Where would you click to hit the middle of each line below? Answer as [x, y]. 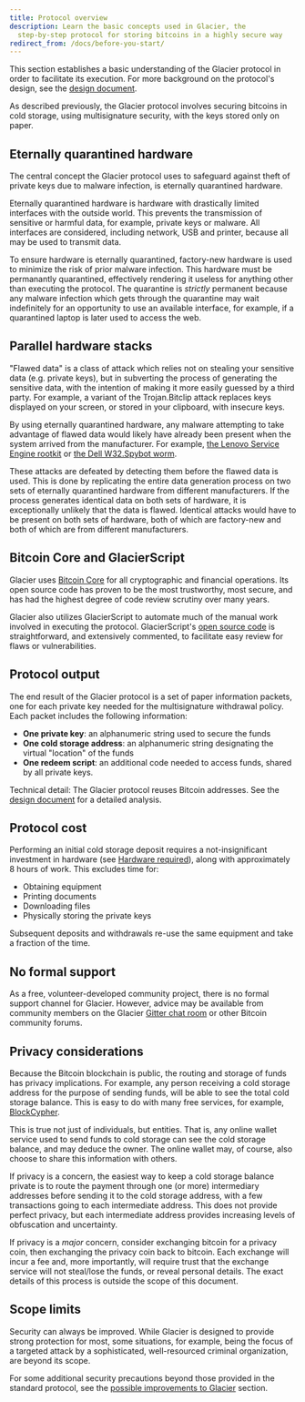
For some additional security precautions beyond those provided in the [142, 1378]
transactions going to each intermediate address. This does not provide [143, 1205]
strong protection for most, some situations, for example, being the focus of [152, 1341]
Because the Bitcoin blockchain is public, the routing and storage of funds [148, 1073]
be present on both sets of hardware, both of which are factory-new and [146, 519]
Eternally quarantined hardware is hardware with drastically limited [134, 203]
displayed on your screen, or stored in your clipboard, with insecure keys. [147, 407]
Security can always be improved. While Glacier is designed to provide [142, 1331]
